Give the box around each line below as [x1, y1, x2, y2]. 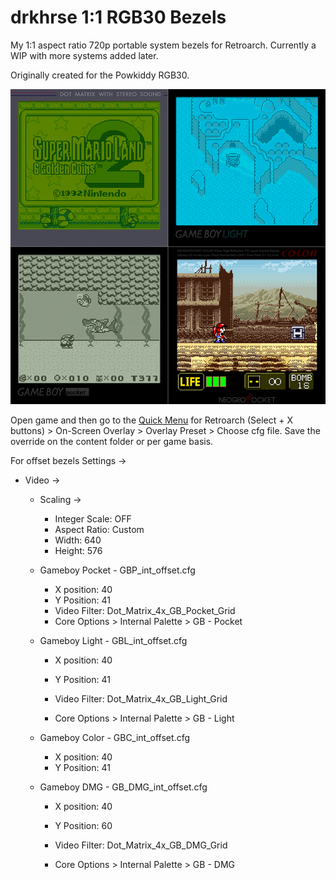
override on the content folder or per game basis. [10, 435, 214, 447]
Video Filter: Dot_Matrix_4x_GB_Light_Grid [54, 692, 228, 705]
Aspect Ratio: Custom [54, 523, 145, 535]
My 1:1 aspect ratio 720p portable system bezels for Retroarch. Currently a [10, 39, 317, 51]
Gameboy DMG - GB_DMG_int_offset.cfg [39, 781, 208, 793]
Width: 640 [54, 534, 102, 546]
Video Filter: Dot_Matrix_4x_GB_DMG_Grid [54, 839, 228, 851]
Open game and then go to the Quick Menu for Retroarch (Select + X [10, 414, 293, 426]
